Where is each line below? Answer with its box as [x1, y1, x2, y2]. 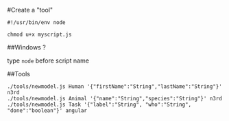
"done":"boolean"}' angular [7, 107, 88, 114]
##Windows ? [7, 43, 46, 51]
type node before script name [7, 56, 89, 65]
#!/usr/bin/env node [7, 19, 67, 26]
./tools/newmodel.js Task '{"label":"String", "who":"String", [7, 101, 192, 108]
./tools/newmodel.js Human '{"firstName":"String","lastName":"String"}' [7, 83, 223, 90]
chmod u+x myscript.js [7, 31, 72, 38]
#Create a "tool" [7, 6, 53, 14]
